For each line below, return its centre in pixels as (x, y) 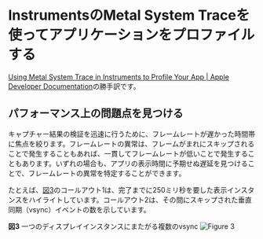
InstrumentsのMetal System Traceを (129, 15)
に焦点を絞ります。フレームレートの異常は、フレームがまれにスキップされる (131, 143)
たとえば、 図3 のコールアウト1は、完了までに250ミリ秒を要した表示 (118, 189)
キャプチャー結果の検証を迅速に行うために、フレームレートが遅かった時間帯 (132, 134)
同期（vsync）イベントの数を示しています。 (79, 209)
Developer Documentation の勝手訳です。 (74, 86)
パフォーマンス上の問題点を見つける (96, 114)
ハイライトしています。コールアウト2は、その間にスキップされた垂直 (141, 200)
